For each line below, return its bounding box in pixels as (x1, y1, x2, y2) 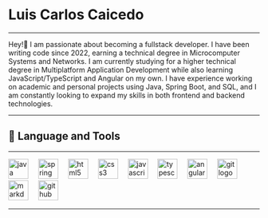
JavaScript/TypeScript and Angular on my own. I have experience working (8, 73, 253, 83)
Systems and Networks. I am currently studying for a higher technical (8, 56, 237, 65)
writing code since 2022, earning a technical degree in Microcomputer (8, 48, 241, 57)
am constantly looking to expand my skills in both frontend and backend (8, 90, 246, 100)
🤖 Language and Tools (8, 129, 121, 143)
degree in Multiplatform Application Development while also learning (8, 65, 234, 74)
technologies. (8, 98, 53, 109)
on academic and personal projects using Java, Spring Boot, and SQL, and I (8, 81, 257, 91)
